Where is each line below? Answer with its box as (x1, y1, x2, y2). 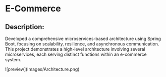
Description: (5, 23, 45, 31)
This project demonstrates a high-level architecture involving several (5, 46, 145, 52)
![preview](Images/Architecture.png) (5, 66, 80, 72)
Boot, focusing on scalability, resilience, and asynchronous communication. (5, 41, 160, 47)
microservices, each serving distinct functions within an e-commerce (5, 51, 147, 57)
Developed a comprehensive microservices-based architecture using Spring (5, 36, 161, 41)
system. (5, 57, 21, 62)
